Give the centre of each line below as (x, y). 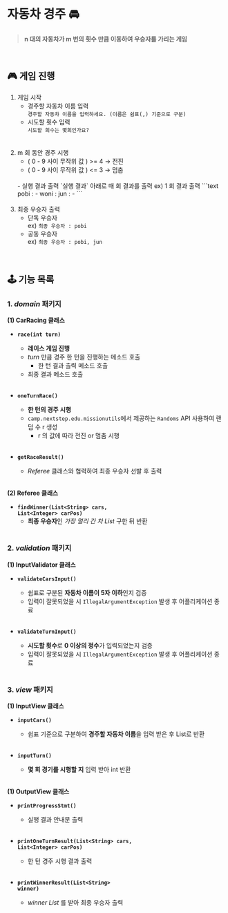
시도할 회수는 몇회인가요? (58, 130)
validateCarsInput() (47, 579)
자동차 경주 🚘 (43, 14)
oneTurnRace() (37, 396)
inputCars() (34, 721)
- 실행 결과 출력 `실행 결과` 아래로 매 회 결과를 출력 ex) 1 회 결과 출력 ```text (118, 186)
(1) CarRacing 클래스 (36, 320)
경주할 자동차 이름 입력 (58, 106)
